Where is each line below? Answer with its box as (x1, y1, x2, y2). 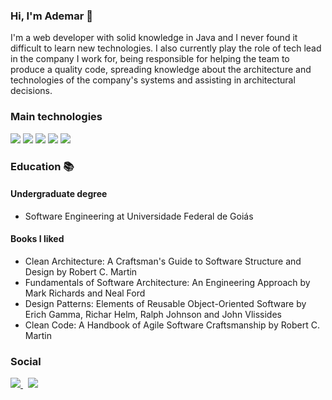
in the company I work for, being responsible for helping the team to (10, 53, 290, 65)
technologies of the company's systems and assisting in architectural (10, 74, 296, 86)
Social (10, 354, 42, 368)
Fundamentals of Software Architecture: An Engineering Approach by (24, 276, 311, 288)
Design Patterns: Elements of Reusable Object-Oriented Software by (24, 297, 307, 309)
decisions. (10, 85, 53, 97)
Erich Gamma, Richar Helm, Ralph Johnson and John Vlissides (24, 308, 282, 320)
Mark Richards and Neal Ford (24, 287, 146, 299)
